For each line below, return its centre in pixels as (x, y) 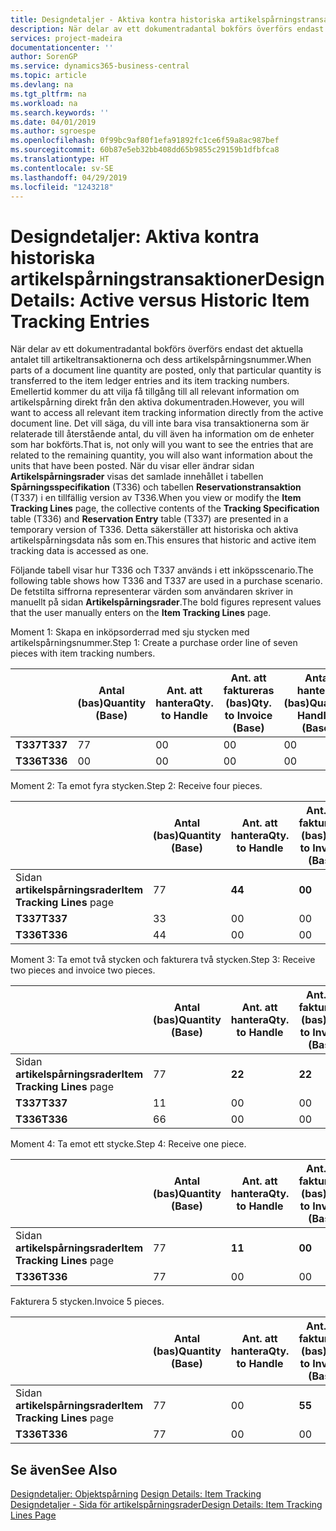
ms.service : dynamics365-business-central (100, 66)
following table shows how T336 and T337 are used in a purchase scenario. (166, 581)
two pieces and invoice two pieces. (83, 970)
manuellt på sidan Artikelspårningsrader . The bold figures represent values (166, 602)
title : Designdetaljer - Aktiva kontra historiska (118, 19)
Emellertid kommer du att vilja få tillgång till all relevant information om (155, 392)
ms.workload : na (44, 103)
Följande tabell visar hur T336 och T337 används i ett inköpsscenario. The (162, 570)
